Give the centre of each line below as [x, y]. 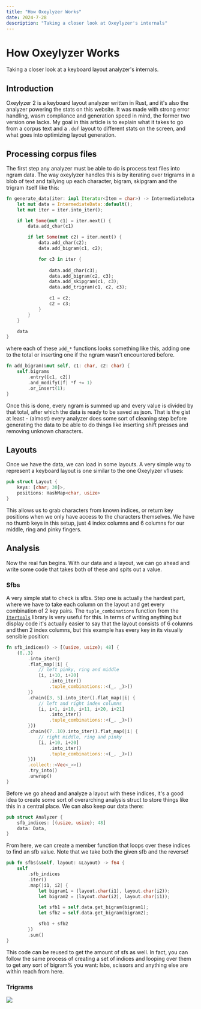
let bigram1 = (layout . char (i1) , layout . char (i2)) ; [104, 891]
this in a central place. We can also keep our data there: [75, 806]
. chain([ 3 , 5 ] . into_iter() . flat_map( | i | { [82, 698]
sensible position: [28, 636]
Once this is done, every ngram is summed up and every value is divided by [100, 405]
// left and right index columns [80, 703]
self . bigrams [33, 372]
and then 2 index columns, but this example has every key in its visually [94, 629]
